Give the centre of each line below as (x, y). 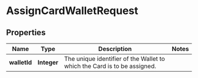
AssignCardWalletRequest (72, 11)
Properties (26, 33)
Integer (48, 62)
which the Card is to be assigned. (110, 66)
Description (115, 49)
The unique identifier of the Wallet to (114, 59)
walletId (21, 62)
